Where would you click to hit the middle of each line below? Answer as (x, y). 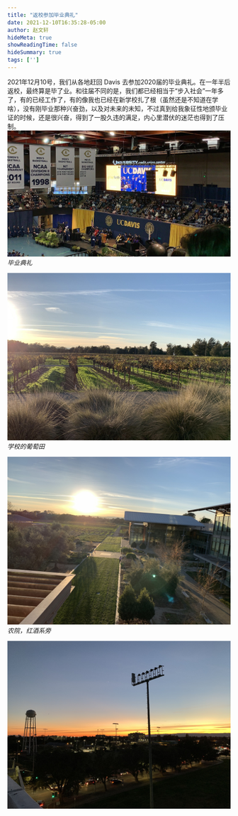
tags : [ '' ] (23, 60)
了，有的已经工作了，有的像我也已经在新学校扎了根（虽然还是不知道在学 (113, 99)
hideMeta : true (30, 38)
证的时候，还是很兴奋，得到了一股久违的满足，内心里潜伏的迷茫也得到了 (113, 117)
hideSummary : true (34, 53)
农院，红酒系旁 (29, 631)
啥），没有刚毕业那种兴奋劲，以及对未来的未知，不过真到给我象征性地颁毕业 (118, 108)
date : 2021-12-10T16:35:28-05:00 (57, 22)
